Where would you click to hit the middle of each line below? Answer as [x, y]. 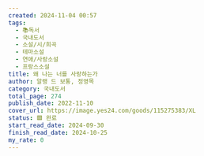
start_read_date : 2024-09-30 [56, 125]
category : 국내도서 [37, 89]
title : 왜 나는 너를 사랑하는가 [53, 74]
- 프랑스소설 [32, 67]
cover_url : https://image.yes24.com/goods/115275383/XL [102, 111]
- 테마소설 [30, 52]
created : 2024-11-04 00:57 [53, 15]
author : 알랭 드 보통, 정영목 [51, 81]
